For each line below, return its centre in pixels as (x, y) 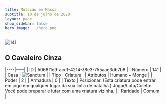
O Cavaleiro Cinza (34, 58)
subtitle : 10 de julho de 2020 (38, 14)
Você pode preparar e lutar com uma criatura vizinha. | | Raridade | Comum (82, 91)
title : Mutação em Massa (31, 10)
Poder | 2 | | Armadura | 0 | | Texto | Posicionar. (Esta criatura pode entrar (80, 80)
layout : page (19, 19)
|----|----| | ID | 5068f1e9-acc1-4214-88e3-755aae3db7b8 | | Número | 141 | (83, 69)
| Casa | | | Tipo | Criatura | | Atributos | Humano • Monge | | (79, 75)
